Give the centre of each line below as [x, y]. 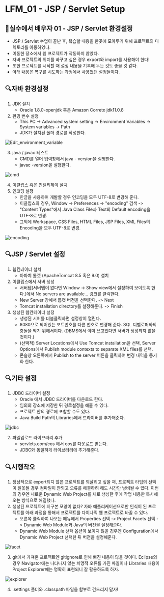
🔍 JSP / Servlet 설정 [35, 254]
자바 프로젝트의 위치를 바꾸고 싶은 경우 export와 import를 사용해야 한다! [81, 59]
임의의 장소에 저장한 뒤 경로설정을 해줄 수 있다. [64, 405]
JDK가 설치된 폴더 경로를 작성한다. [53, 132]
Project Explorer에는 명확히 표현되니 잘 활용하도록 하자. [66, 569]
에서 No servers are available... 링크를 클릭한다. [73, 294]
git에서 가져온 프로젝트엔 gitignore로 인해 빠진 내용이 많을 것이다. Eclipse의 [84, 557]
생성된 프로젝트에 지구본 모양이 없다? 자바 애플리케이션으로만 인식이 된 [80, 507]
